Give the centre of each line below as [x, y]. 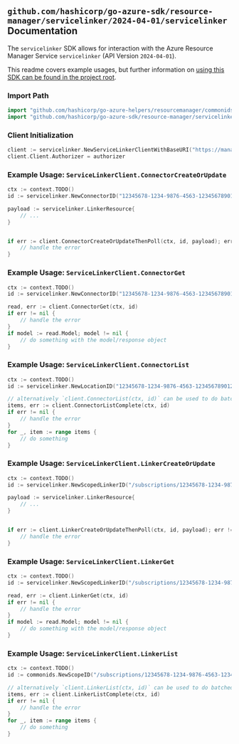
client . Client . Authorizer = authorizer [67, 156]
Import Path [28, 95]
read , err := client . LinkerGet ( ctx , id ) [68, 595]
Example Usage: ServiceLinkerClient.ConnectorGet [97, 272]
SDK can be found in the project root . [62, 77]
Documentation [43, 31]
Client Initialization [41, 135]
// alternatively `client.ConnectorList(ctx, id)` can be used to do [113, 399]
